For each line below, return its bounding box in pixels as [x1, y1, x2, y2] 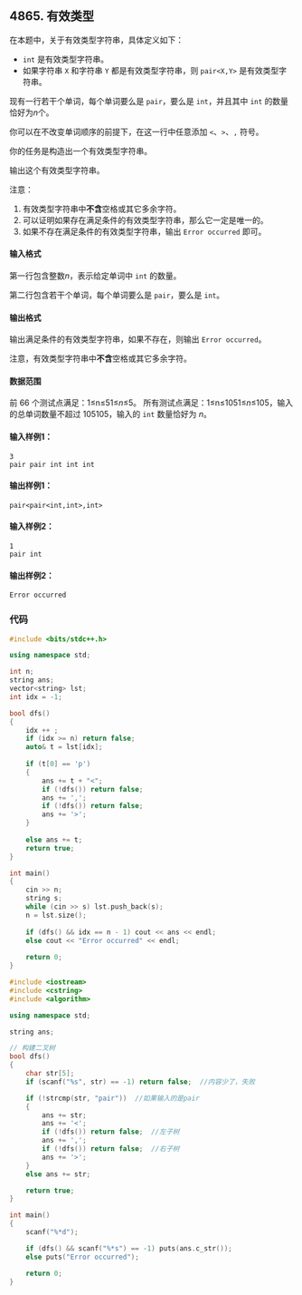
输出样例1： [9, 480, 53, 492]
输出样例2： [9, 570, 54, 580]
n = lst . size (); [25, 910, 88, 920]
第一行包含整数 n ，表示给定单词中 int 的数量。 [9, 270, 182, 281]
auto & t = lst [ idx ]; [25, 743, 103, 752]
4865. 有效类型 [9, 8, 95, 24]
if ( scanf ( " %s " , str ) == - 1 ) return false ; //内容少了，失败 [25, 1077, 256, 1086]
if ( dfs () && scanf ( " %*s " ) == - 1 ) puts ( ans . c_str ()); [25, 1243, 232, 1253]
